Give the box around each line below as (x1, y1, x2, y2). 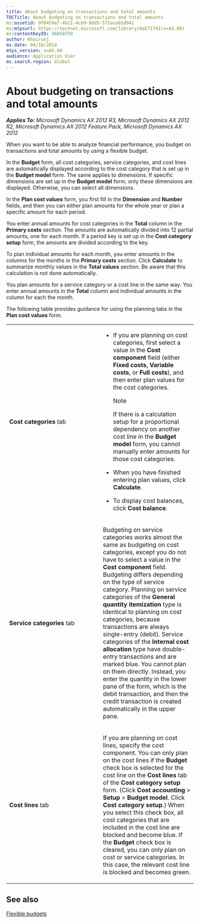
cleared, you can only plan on (103, 845, 186, 854)
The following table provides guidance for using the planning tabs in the (6, 305, 183, 313)
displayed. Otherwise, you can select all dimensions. (6, 184, 135, 192)
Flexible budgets (6, 910, 47, 918)
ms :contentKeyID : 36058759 (6, 31, 73, 37)
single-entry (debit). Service (103, 630, 183, 638)
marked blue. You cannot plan (103, 660, 186, 668)
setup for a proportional (112, 418, 180, 426)
